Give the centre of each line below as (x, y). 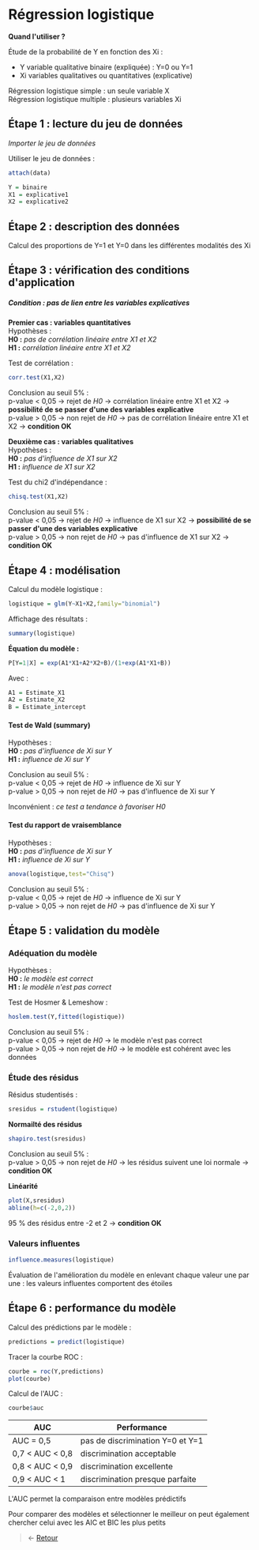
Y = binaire (28, 187)
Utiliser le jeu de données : (52, 158)
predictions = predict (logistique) (67, 1341)
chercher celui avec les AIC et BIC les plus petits (87, 1522)
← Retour (43, 1538)
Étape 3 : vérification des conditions (99, 270)
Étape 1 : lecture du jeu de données (96, 124)
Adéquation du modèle (53, 952)
